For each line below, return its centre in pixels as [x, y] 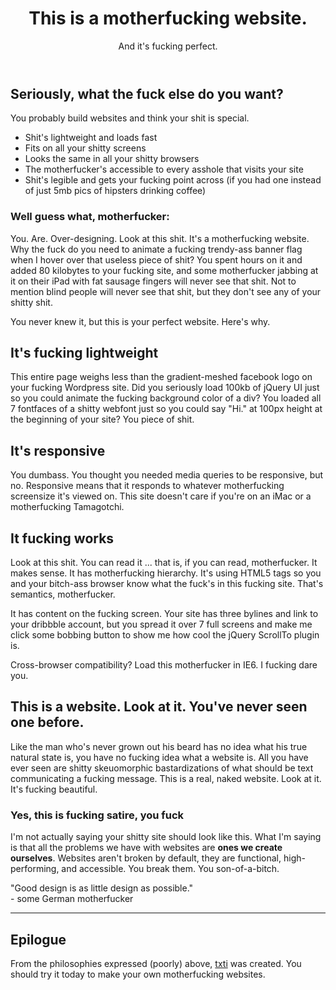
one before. [47, 722]
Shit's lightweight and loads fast [91, 138]
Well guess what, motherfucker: [90, 217]
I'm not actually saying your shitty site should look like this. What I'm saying [166, 837]
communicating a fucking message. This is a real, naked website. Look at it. [166, 778]
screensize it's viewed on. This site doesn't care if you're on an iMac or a [161, 496]
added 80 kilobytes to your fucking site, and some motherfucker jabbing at [164, 270]
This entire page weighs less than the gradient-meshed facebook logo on [161, 377]
